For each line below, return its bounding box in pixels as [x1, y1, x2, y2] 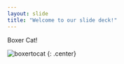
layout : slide [7, 10, 49, 17]
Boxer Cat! [7, 35, 38, 44]
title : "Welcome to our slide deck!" [7, 17, 118, 24]
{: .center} [46, 49, 77, 58]
